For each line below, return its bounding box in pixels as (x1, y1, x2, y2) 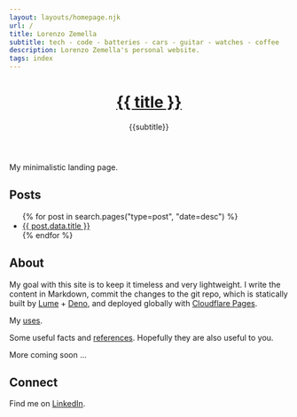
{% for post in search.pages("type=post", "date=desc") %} (21, 211, 238, 221)
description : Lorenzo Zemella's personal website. (9, 46, 200, 55)
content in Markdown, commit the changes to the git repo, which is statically (9, 289, 288, 299)
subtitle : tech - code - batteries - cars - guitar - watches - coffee (9, 37, 279, 47)
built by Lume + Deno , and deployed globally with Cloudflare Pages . (9, 297, 258, 308)
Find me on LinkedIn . (9, 398, 86, 409)
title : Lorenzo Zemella (9, 29, 98, 38)
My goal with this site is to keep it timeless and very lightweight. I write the (9, 279, 281, 290)
